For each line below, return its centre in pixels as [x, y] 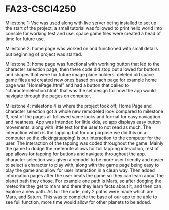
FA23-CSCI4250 [41, 9]
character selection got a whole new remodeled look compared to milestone [84, 111]
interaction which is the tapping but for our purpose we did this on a [76, 132]
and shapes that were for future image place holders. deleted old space [80, 74]
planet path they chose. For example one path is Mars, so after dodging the [83, 181]
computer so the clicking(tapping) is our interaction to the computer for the [83, 138]
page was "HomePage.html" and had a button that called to [67, 85]
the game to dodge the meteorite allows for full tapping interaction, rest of [82, 148]
